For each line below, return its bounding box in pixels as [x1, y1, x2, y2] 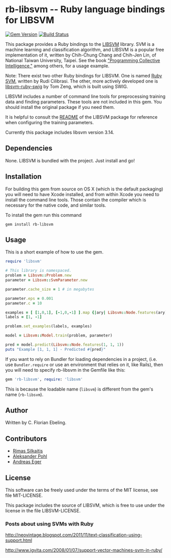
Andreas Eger [12, 459, 42, 465]
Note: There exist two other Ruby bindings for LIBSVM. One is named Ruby [5, 72, 162, 78]
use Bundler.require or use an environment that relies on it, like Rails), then [5, 361, 163, 368]
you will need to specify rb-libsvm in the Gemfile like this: [5, 367, 126, 373]
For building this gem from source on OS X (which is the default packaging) [5, 186, 164, 192]
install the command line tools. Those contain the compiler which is [5, 197, 147, 203]
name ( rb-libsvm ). [5, 391, 44, 398]
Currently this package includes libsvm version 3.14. [5, 129, 115, 135]
